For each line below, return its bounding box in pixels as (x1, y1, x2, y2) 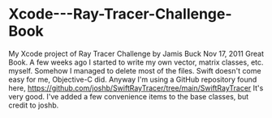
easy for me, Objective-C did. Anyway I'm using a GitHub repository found (8, 74, 257, 84)
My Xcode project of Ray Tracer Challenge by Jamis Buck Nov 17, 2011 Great (8, 48, 264, 58)
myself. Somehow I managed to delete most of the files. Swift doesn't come (8, 65, 261, 75)
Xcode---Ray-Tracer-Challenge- (8, 5, 233, 23)
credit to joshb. (8, 100, 59, 110)
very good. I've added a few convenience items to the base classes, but (8, 91, 249, 101)
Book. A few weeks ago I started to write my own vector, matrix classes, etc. (8, 57, 264, 67)
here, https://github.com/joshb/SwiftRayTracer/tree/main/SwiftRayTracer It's (8, 82, 264, 93)
